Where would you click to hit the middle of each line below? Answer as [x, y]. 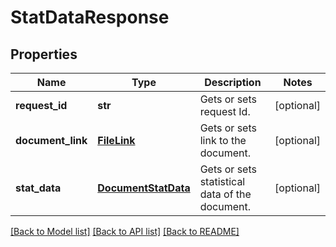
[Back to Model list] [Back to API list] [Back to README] [125, 231]
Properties [44, 54]
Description [233, 82]
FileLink [116, 140]
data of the [225, 194]
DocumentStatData [144, 188]
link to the [223, 140]
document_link [51, 140]
